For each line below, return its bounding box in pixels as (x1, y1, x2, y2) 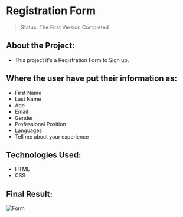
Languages (14, 127, 43, 134)
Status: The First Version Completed (20, 24, 109, 31)
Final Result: (6, 189, 53, 199)
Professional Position (14, 120, 66, 127)
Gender (14, 114, 34, 121)
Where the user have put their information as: (6, 74, 178, 84)
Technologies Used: (6, 150, 81, 160)
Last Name (14, 96, 41, 103)
